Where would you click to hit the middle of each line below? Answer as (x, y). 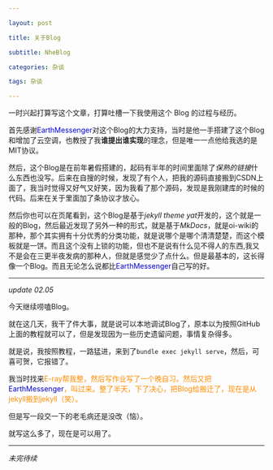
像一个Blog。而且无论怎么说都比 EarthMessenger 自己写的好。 (111, 266)
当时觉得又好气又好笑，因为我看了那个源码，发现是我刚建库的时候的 (150, 188)
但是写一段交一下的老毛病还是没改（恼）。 (78, 416)
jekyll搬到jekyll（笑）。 (45, 399)
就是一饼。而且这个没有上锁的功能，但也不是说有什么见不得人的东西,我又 (137, 246)
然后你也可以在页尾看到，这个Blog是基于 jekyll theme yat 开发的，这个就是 (131, 215)
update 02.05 (31, 290)
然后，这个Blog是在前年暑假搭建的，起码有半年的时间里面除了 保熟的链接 (130, 168)
